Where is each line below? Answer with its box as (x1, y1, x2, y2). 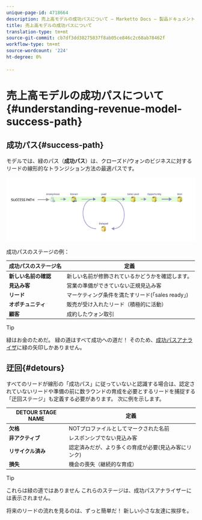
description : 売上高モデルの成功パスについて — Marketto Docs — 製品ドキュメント (6, 16, 195, 22)
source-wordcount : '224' (6, 48, 69, 54)
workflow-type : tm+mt (6, 41, 61, 47)
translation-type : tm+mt (6, 29, 69, 35)
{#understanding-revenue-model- (6, 102, 182, 115)
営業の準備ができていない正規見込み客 (66, 282, 162, 289)
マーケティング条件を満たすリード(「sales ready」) (66, 291, 189, 298)
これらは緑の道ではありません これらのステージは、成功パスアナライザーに (6, 486, 192, 494)
